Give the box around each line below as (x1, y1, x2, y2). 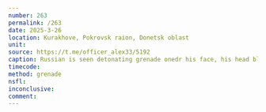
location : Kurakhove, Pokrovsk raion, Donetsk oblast (8, 33, 190, 42)
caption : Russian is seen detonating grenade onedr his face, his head (8, 56, 249, 64)
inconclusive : (8, 84, 55, 93)
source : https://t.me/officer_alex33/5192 (8, 48, 150, 56)
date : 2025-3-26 (8, 26, 62, 34)
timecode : (8, 63, 41, 71)
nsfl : (8, 77, 26, 85)
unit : (8, 41, 26, 49)
